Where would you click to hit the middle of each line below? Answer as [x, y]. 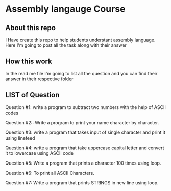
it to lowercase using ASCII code [40, 153]
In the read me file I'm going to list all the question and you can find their [81, 73]
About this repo [31, 28]
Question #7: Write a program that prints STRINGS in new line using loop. [82, 183]
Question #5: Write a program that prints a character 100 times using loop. [83, 163]
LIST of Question [32, 95]
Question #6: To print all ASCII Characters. [50, 173]
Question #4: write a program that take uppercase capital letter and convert [85, 148]
